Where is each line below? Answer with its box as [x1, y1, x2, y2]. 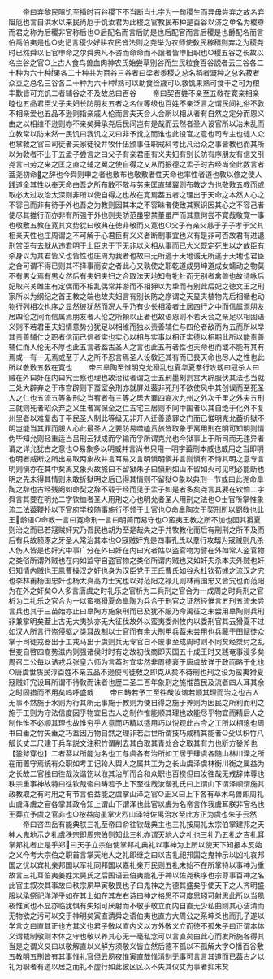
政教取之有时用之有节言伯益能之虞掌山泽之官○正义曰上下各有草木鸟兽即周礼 [8, 789, 264, 799]
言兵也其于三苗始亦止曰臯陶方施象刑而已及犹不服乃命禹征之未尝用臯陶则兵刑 [8, 606, 265, 616]
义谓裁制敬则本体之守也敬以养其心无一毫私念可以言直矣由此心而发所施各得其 [8, 931, 265, 941]
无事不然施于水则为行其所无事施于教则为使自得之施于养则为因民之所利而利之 [8, 698, 265, 707]
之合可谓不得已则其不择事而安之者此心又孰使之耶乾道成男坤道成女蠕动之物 [8, 261, 258, 271]
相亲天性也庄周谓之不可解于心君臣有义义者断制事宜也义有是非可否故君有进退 [8, 231, 265, 240]
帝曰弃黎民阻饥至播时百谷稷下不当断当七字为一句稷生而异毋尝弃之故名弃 [22, 7, 265, 16]
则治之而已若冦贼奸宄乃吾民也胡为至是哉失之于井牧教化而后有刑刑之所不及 [8, 525, 258, 535]
